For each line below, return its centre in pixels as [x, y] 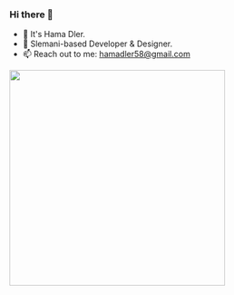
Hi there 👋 [32, 15]
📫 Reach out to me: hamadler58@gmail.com [106, 54]
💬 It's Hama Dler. [54, 34]
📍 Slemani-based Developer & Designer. [97, 44]
